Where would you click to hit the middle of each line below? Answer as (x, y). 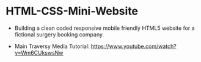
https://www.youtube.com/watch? (133, 46)
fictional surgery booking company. (59, 34)
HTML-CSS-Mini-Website (72, 11)
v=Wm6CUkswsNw (39, 52)
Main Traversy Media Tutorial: (52, 46)
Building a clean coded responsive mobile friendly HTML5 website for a (104, 28)
